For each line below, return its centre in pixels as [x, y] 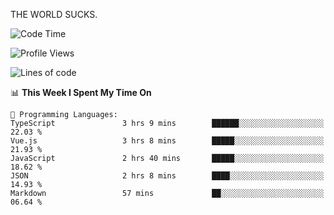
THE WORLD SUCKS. [54, 14]
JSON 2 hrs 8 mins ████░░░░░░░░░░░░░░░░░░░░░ [167, 176]
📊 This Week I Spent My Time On [81, 92]
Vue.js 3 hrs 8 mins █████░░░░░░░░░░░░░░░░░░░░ [167, 141]
